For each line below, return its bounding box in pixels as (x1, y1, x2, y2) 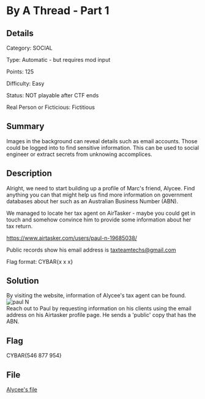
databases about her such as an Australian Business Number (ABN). (6, 197, 179, 205)
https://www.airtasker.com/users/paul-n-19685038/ (6, 234, 138, 242)
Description (6, 168, 52, 179)
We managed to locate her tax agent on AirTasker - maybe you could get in (6, 209, 196, 217)
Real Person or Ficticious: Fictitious (6, 103, 95, 111)
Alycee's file (6, 386, 38, 393)
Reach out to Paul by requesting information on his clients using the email (6, 305, 192, 312)
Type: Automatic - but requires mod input (6, 56, 111, 63)
